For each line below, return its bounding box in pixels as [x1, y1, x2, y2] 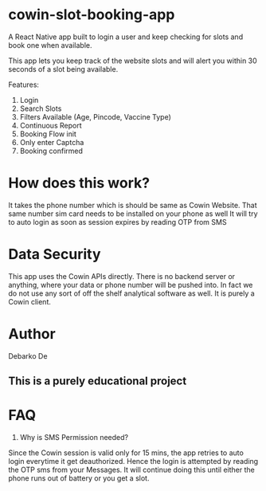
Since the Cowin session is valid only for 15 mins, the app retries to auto [8, 448, 244, 458]
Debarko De [8, 351, 48, 360]
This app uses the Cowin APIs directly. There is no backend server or [8, 271, 236, 281]
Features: [8, 80, 40, 89]
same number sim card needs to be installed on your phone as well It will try [8, 209, 258, 218]
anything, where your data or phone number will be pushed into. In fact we [8, 280, 253, 289]
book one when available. [8, 40, 92, 49]
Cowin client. [8, 297, 52, 306]
